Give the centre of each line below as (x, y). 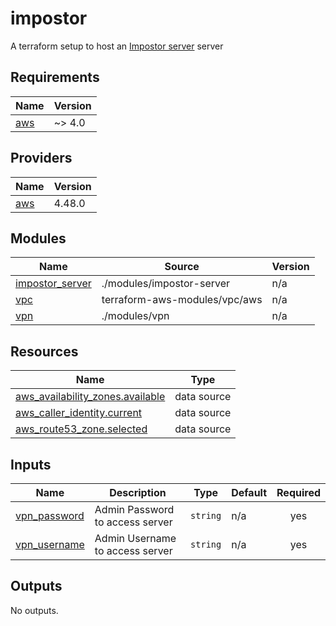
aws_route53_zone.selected (81, 429)
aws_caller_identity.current (79, 413)
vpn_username (50, 544)
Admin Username (135, 538)
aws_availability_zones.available (90, 397)
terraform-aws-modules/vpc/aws (182, 300)
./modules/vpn (135, 316)
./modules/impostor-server (166, 284)
